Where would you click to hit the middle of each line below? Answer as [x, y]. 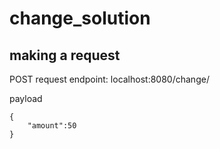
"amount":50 [52, 126]
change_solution [80, 18]
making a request [65, 55]
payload [26, 98]
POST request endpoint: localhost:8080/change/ [109, 79]
